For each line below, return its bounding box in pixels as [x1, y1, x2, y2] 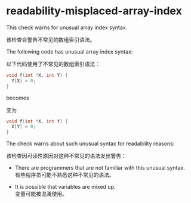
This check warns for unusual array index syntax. [6, 24, 128, 31]
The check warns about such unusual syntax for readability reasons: [6, 140, 175, 147]
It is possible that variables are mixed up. [14, 183, 116, 190]
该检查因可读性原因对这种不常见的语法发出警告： [6, 152, 127, 160]
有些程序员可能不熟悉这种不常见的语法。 [14, 171, 115, 179]
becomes [6, 94, 29, 101]
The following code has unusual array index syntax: [6, 48, 133, 55]
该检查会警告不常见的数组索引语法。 [6, 36, 95, 43]
